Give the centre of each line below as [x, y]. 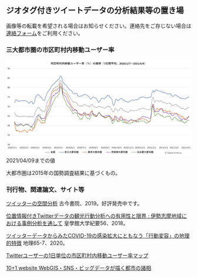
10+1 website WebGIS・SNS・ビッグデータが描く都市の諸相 [79, 268]
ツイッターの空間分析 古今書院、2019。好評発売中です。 [74, 204]
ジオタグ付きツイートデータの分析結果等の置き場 [95, 11]
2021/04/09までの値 [31, 160]
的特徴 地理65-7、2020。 [37, 243]
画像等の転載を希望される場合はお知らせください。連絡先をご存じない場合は [99, 26]
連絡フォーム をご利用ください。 [45, 33]
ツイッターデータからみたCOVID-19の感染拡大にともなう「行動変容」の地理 [98, 236]
